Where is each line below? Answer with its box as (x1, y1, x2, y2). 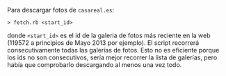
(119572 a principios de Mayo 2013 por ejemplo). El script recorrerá (7, 39, 200, 47)
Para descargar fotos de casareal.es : (7, 6, 115, 14)
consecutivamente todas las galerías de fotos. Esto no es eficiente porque (7, 46, 220, 54)
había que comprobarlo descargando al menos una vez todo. (7, 61, 182, 68)
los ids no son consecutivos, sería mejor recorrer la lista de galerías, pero (7, 53, 218, 61)
